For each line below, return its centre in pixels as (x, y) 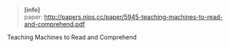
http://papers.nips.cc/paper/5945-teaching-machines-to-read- (134, 17)
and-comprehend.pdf (55, 24)
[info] (32, 10)
